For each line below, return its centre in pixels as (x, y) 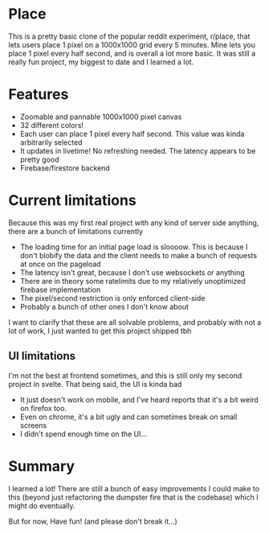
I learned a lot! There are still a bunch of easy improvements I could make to (134, 488)
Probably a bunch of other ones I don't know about (104, 306)
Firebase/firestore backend (65, 168)
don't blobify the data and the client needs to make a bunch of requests (139, 255)
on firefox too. (43, 408)
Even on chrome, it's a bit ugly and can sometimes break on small (128, 417)
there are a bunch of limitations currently (75, 231)
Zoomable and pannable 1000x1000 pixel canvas (101, 117)
